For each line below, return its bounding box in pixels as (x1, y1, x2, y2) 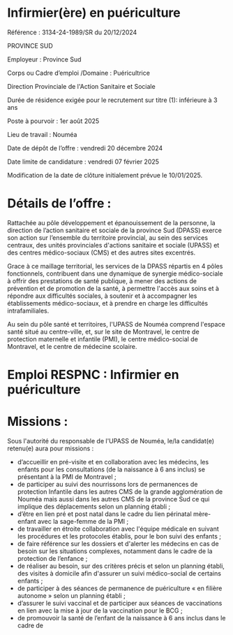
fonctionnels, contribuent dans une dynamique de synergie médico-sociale (7, 269, 223, 278)
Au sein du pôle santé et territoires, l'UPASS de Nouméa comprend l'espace (7, 320, 225, 328)
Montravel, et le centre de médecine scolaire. (7, 342, 137, 350)
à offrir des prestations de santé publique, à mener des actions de (7, 276, 197, 285)
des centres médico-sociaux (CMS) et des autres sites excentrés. (7, 248, 196, 257)
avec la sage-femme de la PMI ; (37, 518, 129, 525)
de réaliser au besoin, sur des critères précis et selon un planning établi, (17, 562, 225, 570)
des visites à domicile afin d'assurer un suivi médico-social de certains (17, 569, 222, 578)
